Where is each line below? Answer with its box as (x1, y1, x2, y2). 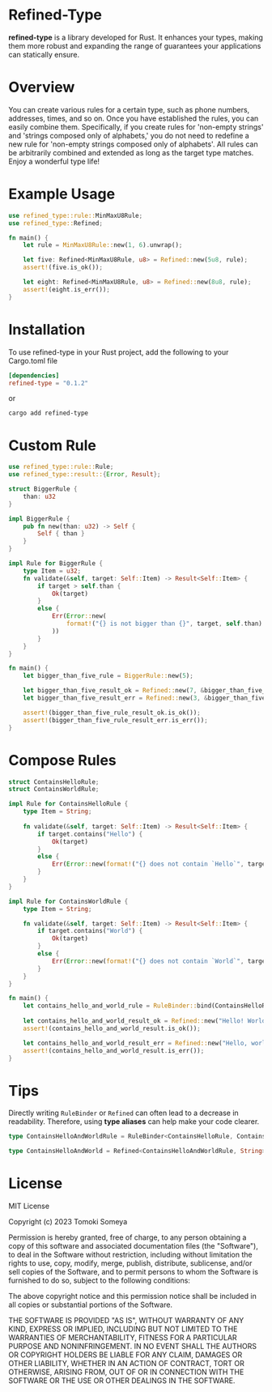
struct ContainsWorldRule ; (8, 785, 100, 794)
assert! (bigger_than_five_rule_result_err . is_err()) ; (23, 716, 208, 724)
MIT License (8, 1201, 50, 1211)
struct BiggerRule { (8, 485, 79, 493)
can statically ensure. (8, 49, 80, 59)
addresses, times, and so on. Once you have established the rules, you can (8, 113, 259, 123)
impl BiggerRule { (8, 514, 70, 523)
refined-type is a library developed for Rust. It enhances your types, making (8, 32, 263, 42)
